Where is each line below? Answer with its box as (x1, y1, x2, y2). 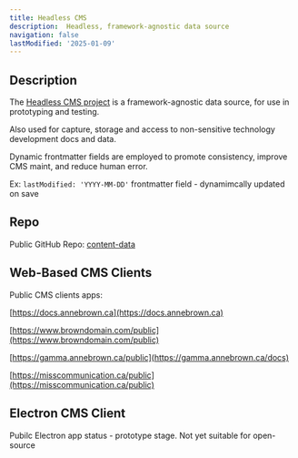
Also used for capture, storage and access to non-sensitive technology (9, 124, 275, 135)
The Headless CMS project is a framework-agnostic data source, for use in (9, 97, 290, 107)
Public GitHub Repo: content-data (9, 239, 136, 249)
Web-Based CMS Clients (9, 265, 153, 280)
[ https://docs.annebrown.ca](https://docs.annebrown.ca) (9, 307, 224, 318)
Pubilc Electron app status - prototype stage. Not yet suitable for (9, 430, 252, 441)
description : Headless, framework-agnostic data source (9, 22, 230, 31)
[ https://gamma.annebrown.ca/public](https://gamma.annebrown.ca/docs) (9, 351, 289, 362)
